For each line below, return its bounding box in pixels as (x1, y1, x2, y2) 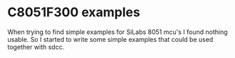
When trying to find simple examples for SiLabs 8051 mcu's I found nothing (7, 28, 228, 36)
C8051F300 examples (7, 4, 140, 21)
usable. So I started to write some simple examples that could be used (7, 35, 214, 43)
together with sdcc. (7, 42, 65, 51)
